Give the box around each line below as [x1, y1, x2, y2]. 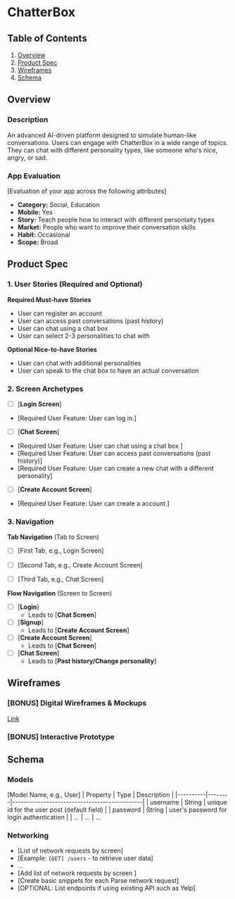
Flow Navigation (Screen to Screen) [7, 589, 113, 597]
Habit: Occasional [17, 230, 70, 239]
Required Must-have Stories [7, 295, 91, 303]
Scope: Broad [17, 237, 58, 246]
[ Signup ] [17, 617, 44, 627]
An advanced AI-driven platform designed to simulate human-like [7, 131, 197, 139]
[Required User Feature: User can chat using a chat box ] [17, 441, 183, 451]
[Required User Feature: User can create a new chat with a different [17, 464, 215, 472]
